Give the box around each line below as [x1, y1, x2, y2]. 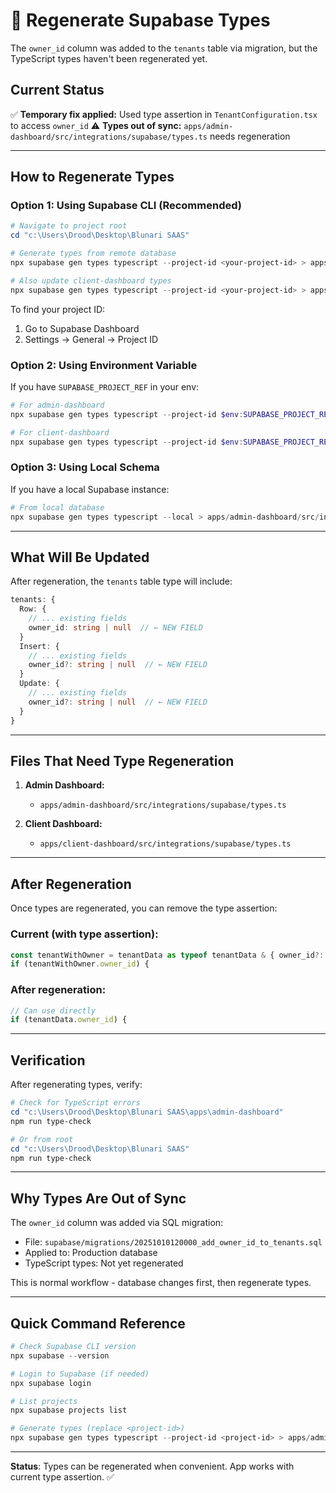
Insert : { [19, 641, 60, 651]
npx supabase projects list [10, 1405, 128, 1416]
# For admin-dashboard [10, 400, 105, 410]
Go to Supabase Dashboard [24, 322, 140, 334]
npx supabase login [10, 1378, 92, 1388]
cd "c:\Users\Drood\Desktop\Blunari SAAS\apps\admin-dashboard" [10, 1107, 284, 1117]
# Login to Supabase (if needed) [10, 1369, 150, 1379]
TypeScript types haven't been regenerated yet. [10, 52, 208, 64]
